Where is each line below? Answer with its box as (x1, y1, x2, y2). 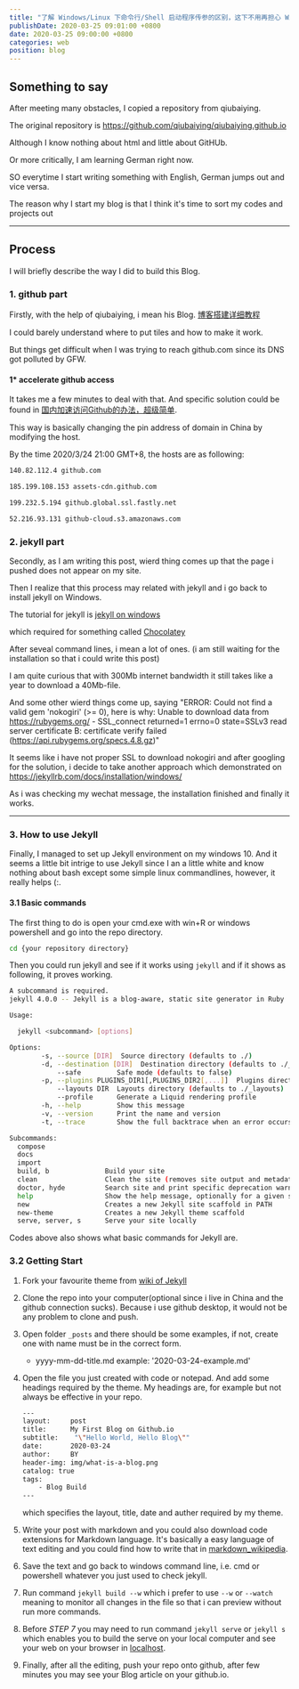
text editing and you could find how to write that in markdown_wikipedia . (21, 1544, 288, 1555)
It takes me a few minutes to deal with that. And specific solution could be (9, 394, 280, 405)
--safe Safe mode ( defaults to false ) (56, 1068, 233, 1077)
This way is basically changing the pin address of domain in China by (9, 422, 263, 433)
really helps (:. (9, 877, 61, 888)
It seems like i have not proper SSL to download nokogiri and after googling (9, 752, 286, 763)
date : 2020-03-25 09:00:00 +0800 (9, 29, 133, 38)
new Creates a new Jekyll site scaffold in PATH (17, 1199, 273, 1209)
